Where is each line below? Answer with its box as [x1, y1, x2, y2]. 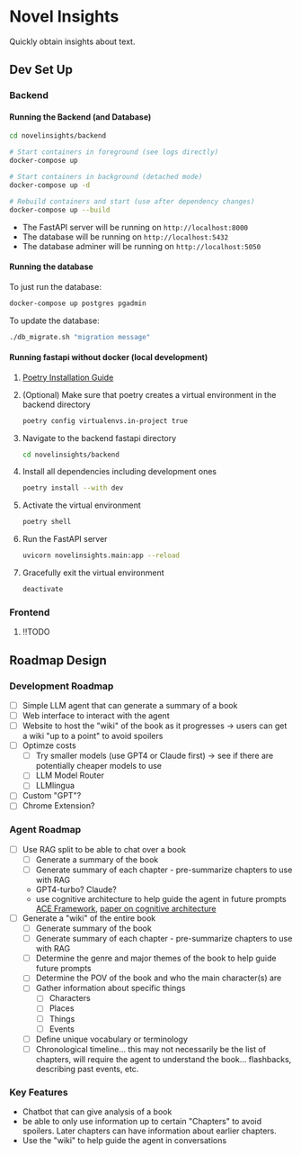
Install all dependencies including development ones [22, 466, 217, 477]
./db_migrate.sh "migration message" [9, 332, 151, 341]
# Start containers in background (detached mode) [9, 173, 203, 182]
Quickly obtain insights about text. [9, 36, 136, 47]
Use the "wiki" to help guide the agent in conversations [22, 1135, 227, 1146]
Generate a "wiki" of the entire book [22, 913, 156, 924]
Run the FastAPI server [22, 534, 108, 545]
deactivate [22, 585, 64, 594]
